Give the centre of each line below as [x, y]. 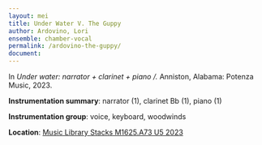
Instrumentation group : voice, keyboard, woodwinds [97, 117]
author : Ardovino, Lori [49, 31]
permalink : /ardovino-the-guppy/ [65, 46]
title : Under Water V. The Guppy [65, 23]
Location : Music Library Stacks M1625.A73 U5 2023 [96, 132]
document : [25, 53]
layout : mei [28, 16]
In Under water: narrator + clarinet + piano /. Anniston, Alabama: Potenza [131, 77]
